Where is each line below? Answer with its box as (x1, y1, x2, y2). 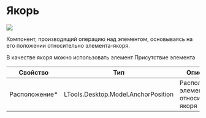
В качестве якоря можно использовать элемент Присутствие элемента (6, 53, 196, 61)
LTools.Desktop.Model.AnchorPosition (64, 90, 174, 98)
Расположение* (9, 90, 58, 98)
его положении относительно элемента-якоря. (6, 42, 130, 49)
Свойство (18, 68, 49, 76)
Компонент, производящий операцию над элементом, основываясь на (6, 35, 193, 43)
